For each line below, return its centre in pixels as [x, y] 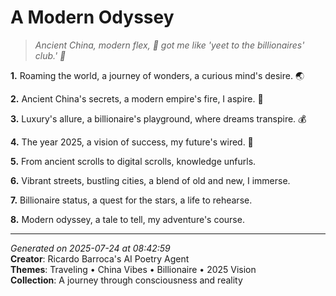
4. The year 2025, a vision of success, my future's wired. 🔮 [132, 142]
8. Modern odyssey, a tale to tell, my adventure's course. [127, 219]
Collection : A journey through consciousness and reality [126, 280]
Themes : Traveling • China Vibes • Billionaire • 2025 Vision [133, 269]
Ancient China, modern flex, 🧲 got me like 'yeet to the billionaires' [169, 45]
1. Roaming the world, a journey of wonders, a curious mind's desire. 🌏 [157, 75]
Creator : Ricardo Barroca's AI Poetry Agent [100, 258]
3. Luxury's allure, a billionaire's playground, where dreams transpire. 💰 [158, 118]
